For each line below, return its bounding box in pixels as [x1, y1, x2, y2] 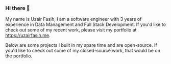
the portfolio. [5, 53, 33, 59]
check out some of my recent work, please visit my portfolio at [5, 27, 137, 33]
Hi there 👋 [5, 5, 31, 12]
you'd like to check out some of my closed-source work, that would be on [5, 48, 161, 54]
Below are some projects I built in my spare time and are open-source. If [5, 42, 157, 48]
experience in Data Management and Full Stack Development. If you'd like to [5, 21, 166, 27]
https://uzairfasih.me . [5, 33, 51, 39]
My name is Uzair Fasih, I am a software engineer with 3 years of [5, 16, 142, 22]
